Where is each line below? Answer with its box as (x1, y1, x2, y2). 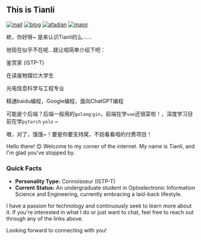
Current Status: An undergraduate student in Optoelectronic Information (14, 184, 196, 192)
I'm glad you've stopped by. (6, 149, 75, 156)
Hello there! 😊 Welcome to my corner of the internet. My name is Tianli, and (6, 142, 195, 150)
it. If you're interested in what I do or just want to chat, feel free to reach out (6, 209, 194, 216)
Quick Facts (6, 164, 42, 172)
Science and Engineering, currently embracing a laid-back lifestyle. (14, 191, 182, 198)
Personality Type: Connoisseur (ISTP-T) (14, 178, 116, 185)
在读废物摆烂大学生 (6, 72, 54, 79)
